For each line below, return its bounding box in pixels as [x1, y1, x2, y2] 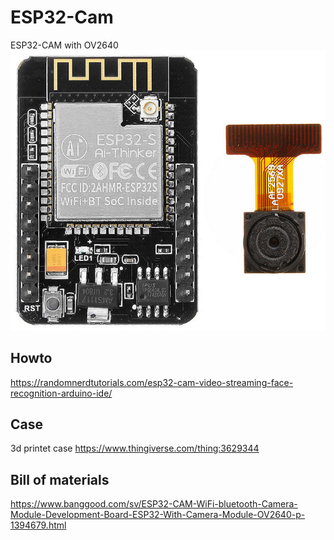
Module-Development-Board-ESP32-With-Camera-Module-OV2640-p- [10, 509, 306, 521]
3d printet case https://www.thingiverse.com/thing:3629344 [10, 442, 260, 455]
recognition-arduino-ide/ [10, 387, 113, 399]
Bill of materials [10, 471, 110, 488]
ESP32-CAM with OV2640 [10, 39, 119, 51]
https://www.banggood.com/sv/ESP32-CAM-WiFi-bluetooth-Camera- [10, 498, 298, 510]
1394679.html [10, 519, 67, 531]
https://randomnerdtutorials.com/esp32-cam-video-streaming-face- [10, 376, 294, 388]
